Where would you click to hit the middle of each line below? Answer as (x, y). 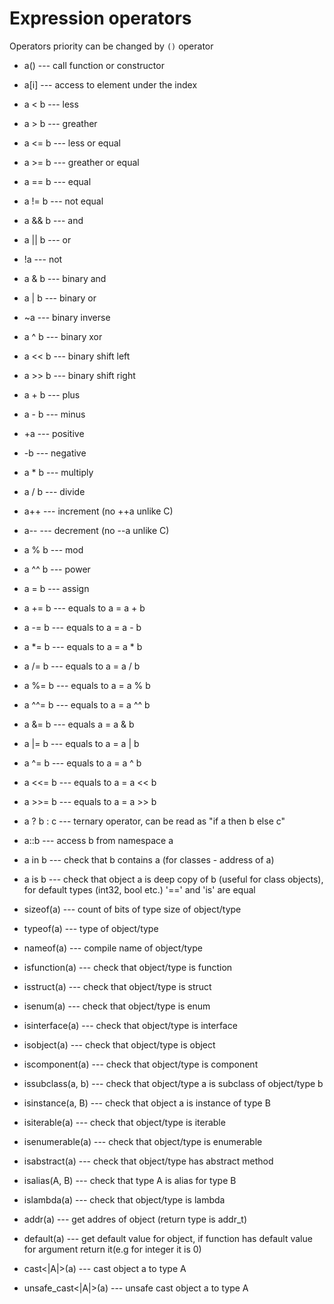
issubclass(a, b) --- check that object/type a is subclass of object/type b (173, 1083)
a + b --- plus (52, 394)
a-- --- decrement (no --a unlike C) (96, 530)
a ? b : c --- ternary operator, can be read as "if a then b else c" (154, 821)
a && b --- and (53, 220)
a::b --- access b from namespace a (98, 840)
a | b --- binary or (60, 298)
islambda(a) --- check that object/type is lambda (124, 1199)
